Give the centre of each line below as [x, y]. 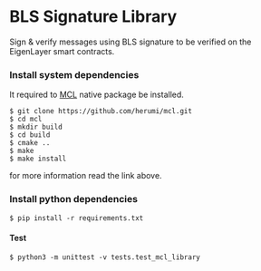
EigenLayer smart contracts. [62, 51]
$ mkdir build [36, 127]
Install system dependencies [74, 74]
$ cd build [30, 135]
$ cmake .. [30, 143]
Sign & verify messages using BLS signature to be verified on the [130, 42]
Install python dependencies [74, 199]
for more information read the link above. [86, 176]
